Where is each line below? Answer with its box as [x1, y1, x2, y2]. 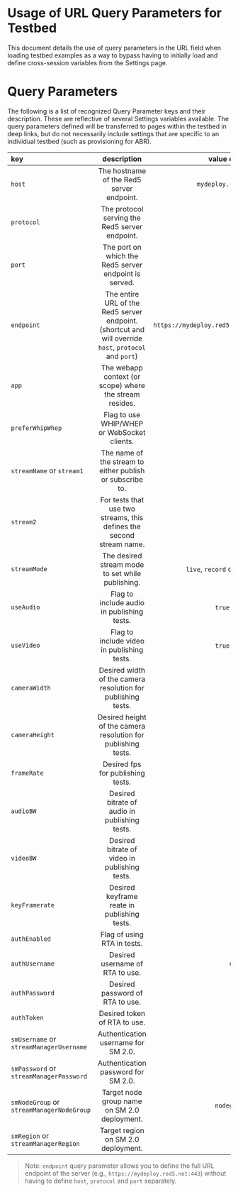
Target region [99, 1125, 145, 1135]
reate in [109, 900, 135, 910]
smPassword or [11, 1063, 57, 1073]
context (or [103, 371, 141, 381]
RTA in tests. [101, 938, 143, 948]
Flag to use [103, 409, 141, 419]
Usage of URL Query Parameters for [7, 5, 222, 21]
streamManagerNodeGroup [11, 1105, 91, 1114]
